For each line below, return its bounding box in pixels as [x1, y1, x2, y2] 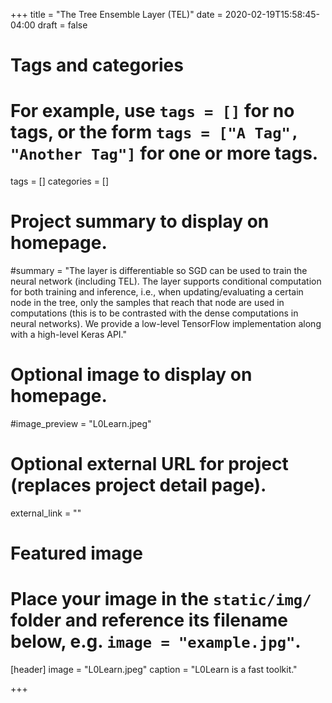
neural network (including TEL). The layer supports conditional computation [10, 275, 322, 288]
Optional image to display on [10, 364, 253, 386]
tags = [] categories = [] [10, 175, 110, 188]
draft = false [37, 19, 88, 31]
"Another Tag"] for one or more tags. [10, 142, 319, 165]
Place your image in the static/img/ [10, 588, 312, 611]
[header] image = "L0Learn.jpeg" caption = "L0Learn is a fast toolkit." [10, 664, 298, 676]
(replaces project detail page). [10, 474, 267, 497]
